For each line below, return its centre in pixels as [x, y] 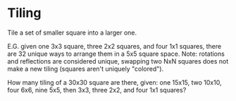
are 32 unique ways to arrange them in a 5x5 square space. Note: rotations [116, 54]
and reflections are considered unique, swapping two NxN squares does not [118, 61]
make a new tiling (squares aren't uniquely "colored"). [86, 69]
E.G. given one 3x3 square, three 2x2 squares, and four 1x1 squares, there [114, 46]
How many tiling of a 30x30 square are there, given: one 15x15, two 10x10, [114, 82]
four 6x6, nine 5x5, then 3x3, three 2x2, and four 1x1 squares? [97, 90]
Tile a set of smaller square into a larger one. [72, 32]
